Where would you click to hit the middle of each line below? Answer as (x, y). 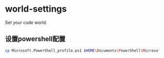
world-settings (36, 9)
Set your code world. (26, 22)
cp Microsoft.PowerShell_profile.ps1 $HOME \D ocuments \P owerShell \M (75, 50)
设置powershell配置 (35, 39)
